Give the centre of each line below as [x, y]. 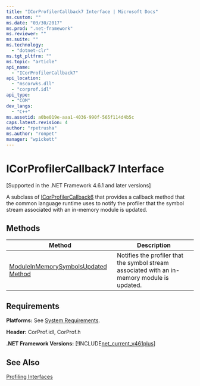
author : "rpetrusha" [32, 128]
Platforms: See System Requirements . [53, 320]
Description [154, 245]
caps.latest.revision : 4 [37, 123]
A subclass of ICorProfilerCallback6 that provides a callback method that [96, 197]
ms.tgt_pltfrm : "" [29, 56]
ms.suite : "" [22, 39]
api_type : [18, 95]
